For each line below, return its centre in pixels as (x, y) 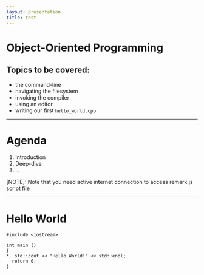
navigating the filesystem (46, 91)
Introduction (30, 157)
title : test (21, 18)
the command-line (38, 84)
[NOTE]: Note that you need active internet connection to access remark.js (100, 182)
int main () (21, 246)
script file (18, 188)
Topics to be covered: (48, 70)
